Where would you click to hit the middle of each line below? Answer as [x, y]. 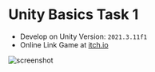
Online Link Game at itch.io [64, 44]
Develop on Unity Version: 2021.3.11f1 [83, 36]
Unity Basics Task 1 [74, 15]
